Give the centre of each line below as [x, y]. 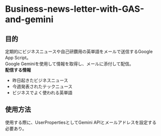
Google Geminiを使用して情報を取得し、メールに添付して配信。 [69, 64]
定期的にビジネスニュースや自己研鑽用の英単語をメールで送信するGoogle [79, 52]
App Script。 [18, 58]
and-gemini [29, 19]
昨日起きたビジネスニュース [40, 80]
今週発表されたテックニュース [42, 86]
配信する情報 [18, 70]
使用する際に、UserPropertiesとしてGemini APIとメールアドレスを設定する [81, 122]
